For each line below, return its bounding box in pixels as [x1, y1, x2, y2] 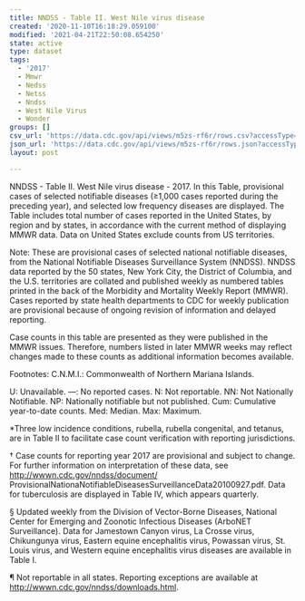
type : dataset [9, 47, 64, 56]
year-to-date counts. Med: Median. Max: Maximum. [9, 405, 202, 416]
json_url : [9, 140, 47, 149]
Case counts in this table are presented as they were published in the [9, 332, 269, 343]
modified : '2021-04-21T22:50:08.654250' [9, 30, 165, 39]
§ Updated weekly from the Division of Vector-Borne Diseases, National [9, 506, 278, 517]
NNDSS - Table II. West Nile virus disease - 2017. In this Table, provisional [9, 180, 284, 191]
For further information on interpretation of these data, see [9, 460, 229, 470]
